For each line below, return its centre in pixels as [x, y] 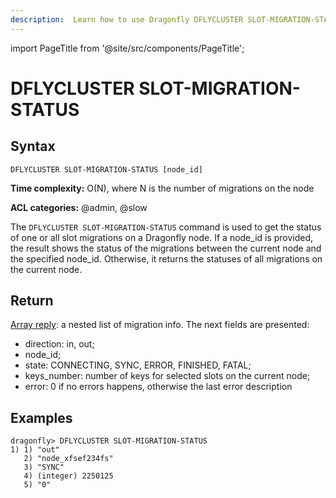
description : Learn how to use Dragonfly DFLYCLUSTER [127, 19]
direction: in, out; [59, 344]
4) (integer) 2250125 [68, 476]
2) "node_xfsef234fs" [68, 459]
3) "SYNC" [44, 467]
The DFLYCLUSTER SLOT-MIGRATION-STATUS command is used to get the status [166, 227]
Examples [41, 417]
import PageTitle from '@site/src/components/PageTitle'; [127, 48]
